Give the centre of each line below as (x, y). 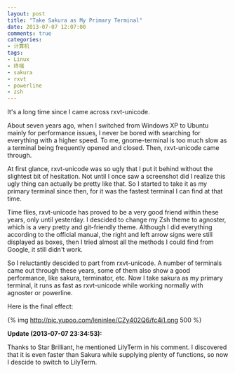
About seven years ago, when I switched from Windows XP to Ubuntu (108, 126)
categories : (25, 40)
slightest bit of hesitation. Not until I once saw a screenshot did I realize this (116, 177)
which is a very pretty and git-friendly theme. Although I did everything (110, 227)
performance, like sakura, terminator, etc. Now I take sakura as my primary (115, 278)
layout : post (26, 14)
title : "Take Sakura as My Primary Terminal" (75, 20)
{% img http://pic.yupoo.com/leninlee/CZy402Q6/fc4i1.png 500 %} (105, 320)
